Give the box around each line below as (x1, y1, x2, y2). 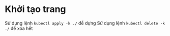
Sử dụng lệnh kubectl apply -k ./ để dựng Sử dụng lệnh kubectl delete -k (5, 20, 165, 26)
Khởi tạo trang (5, 3, 67, 15)
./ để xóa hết (5, 25, 33, 31)
